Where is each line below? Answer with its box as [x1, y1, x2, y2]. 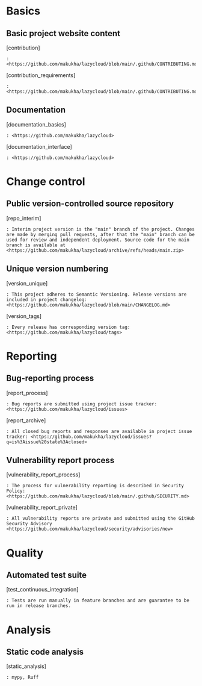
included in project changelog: [6, 296, 87, 302]
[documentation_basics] [6, 120, 66, 128]
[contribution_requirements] [6, 72, 76, 79]
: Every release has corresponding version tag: [6, 324, 130, 330]
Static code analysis [6, 647, 84, 657]
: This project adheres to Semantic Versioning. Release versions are [6, 291, 187, 298]
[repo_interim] [6, 214, 41, 222]
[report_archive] [6, 417, 46, 424]
